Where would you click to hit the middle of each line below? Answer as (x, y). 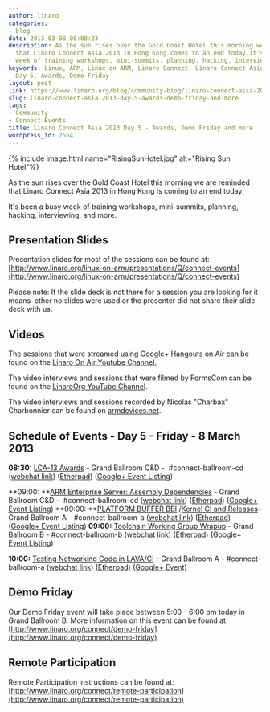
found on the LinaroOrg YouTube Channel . (78, 387)
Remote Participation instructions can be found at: (91, 682)
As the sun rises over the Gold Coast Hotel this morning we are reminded (129, 182)
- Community (28, 113)
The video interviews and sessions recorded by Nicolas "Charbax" (119, 402)
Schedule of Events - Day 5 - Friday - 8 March (125, 436)
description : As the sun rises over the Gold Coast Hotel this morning (131, 46)
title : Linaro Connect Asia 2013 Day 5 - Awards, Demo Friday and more (131, 128)
